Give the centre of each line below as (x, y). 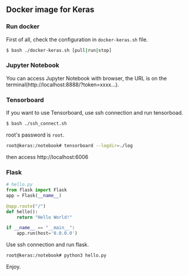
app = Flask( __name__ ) (34, 195)
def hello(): (22, 212)
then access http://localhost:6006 (47, 157)
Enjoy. (14, 267)
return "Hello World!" (44, 217)
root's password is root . (35, 135)
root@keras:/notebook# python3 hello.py (57, 256)
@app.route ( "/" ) (26, 206)
